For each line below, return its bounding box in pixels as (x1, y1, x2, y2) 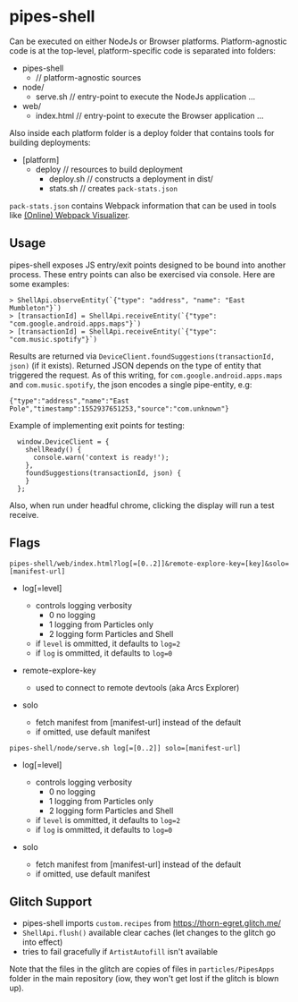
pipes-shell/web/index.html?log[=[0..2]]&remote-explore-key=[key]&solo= (9, 559, 290, 568)
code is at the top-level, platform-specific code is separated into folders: (9, 45, 277, 55)
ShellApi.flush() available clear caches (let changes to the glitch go (21, 928, 277, 938)
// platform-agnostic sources (35, 72, 142, 82)
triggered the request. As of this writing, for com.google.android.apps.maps (9, 369, 283, 380)
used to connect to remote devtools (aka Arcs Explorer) (35, 682, 240, 692)
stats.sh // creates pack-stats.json (48, 183, 178, 193)
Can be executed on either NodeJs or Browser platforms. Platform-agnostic (9, 36, 287, 47)
